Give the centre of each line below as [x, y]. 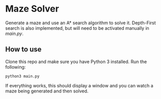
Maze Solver [32, 9]
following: [15, 67]
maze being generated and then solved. [47, 91]
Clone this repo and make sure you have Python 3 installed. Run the [76, 62]
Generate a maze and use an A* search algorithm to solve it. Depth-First [80, 23]
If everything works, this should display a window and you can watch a [79, 85]
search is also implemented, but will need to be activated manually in [77, 28]
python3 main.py [22, 76]
